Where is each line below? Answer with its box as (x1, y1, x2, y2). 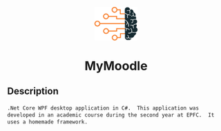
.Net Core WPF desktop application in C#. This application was (7, 104, 199, 112)
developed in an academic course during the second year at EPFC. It (7, 111, 215, 119)
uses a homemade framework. (7, 118, 88, 125)
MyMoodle (84, 59, 148, 74)
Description (7, 85, 59, 97)
